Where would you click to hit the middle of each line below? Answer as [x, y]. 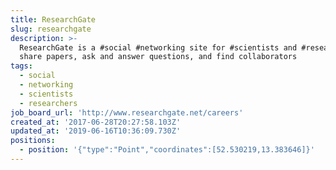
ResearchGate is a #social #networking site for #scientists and [158, 47]
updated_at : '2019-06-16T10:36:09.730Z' [96, 131]
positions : [33, 141]
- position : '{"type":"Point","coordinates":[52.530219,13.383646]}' [167, 150]
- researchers [48, 103]
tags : [21, 66]
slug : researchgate [51, 29]
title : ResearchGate [53, 19]
